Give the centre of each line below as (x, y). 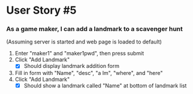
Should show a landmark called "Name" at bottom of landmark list (105, 85)
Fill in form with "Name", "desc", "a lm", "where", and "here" (89, 73)
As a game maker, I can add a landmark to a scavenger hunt (94, 29)
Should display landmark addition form (72, 66)
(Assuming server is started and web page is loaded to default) (84, 42)
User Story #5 (41, 10)
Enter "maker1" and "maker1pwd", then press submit (79, 54)
